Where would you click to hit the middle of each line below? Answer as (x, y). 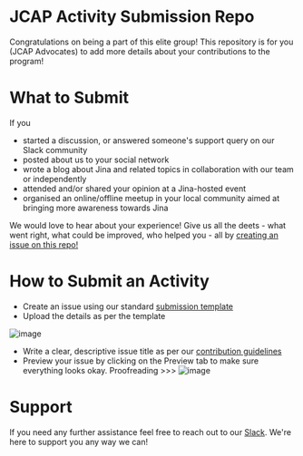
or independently (54, 179)
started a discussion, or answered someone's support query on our (148, 140)
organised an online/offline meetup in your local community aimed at (151, 198)
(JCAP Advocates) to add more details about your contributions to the (140, 51)
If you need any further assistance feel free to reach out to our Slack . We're (151, 432)
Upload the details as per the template (94, 315)
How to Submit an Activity (110, 281)
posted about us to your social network (96, 160)
